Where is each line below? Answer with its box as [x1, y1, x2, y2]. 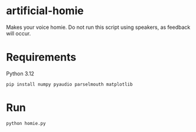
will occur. [6, 29, 31, 37]
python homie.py [6, 120, 46, 126]
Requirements [6, 51, 77, 64]
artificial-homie [6, 4, 84, 18]
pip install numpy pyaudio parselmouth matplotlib [6, 81, 133, 87]
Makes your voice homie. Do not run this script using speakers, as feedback [6, 24, 191, 31]
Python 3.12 [6, 70, 34, 77]
